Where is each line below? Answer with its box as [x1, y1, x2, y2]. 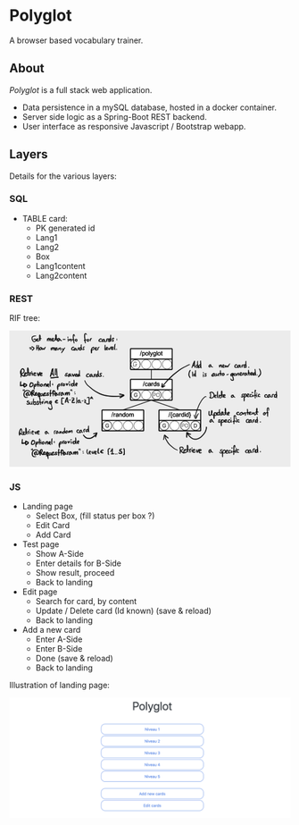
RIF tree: [9, 313, 40, 324]
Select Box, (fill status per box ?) [35, 510, 155, 521]
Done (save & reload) [35, 653, 113, 664]
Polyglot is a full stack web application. [9, 84, 153, 95]
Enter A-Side [35, 634, 83, 644]
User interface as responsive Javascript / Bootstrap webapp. [21, 121, 246, 131]
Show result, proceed [35, 568, 115, 578]
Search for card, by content [35, 596, 137, 607]
